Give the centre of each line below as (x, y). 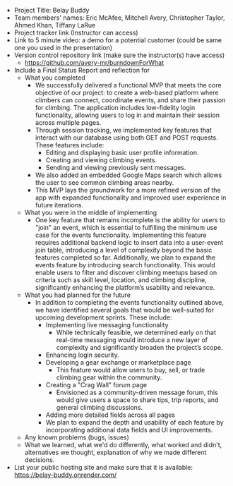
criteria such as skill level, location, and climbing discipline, (121, 280)
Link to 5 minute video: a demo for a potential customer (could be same (118, 40)
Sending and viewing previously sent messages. (116, 168)
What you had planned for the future (77, 295)
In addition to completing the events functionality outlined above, (130, 302)
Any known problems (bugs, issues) (77, 437)
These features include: (70, 145)
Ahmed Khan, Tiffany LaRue (55, 25)
